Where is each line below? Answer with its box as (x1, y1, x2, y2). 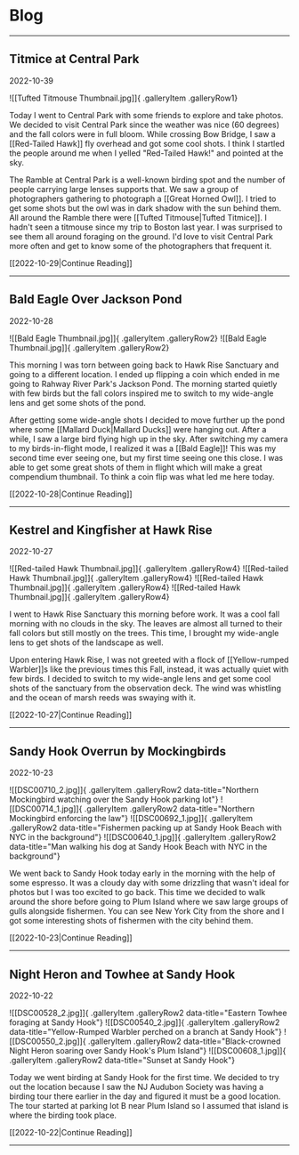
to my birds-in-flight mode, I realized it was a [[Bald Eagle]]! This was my (9, 442, 277, 454)
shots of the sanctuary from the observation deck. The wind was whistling (9, 682, 282, 694)
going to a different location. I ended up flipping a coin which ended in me (9, 368, 280, 379)
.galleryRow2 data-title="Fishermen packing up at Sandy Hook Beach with (9, 822, 282, 833)
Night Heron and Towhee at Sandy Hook (9, 966, 236, 981)
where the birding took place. (9, 1110, 117, 1120)
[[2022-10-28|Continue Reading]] (9, 489, 133, 499)
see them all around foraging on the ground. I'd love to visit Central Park (9, 230, 274, 241)
